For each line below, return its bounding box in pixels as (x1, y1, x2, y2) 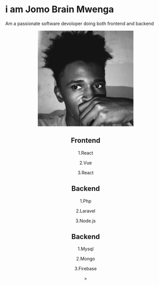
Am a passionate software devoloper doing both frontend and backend (5, 20, 154, 27)
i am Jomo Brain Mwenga (5, 4, 114, 15)
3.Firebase (74, 266, 97, 272)
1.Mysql (77, 246, 94, 252)
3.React (77, 169, 94, 175)
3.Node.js (75, 218, 96, 224)
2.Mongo (76, 256, 95, 262)
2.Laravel (75, 208, 96, 214)
